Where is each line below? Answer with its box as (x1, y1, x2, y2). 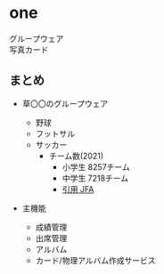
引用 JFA (61, 183, 94, 194)
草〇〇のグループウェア (21, 98, 109, 109)
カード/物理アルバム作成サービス (35, 254, 156, 265)
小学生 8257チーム (61, 161, 131, 172)
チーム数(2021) (48, 150, 104, 161)
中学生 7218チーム (61, 173, 129, 183)
